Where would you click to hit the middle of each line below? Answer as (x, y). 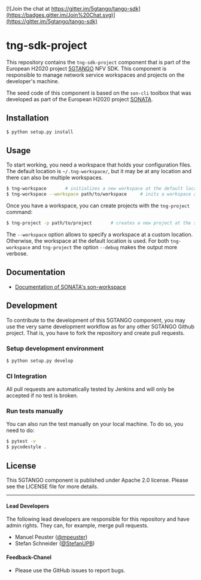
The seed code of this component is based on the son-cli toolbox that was (99, 93)
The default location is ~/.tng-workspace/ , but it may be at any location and (99, 171)
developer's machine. (33, 81)
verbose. (17, 253)
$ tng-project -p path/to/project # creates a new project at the (99, 223)
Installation (28, 118)
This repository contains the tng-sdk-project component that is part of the (98, 62)
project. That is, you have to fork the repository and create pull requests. (95, 333)
